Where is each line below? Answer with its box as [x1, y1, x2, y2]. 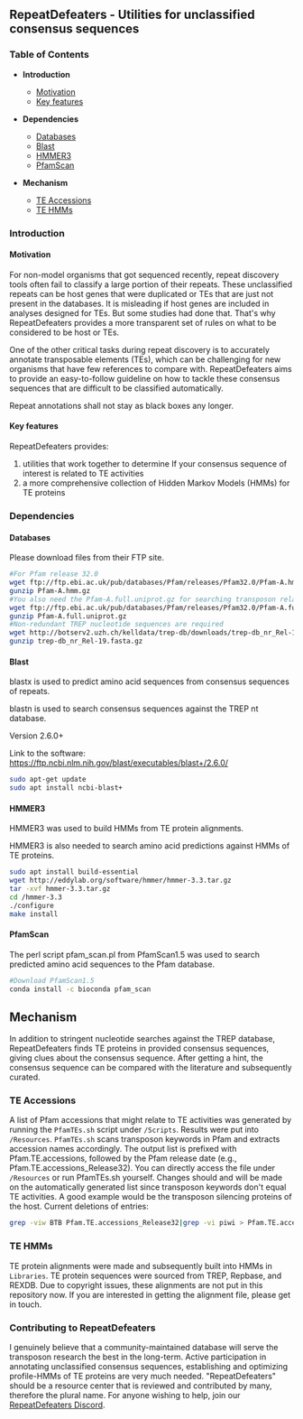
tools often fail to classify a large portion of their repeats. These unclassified [9, 279, 293, 290]
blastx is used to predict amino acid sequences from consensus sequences [9, 676, 290, 687]
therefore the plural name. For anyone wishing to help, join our [9, 1389, 241, 1400]
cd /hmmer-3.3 [9, 893, 63, 902]
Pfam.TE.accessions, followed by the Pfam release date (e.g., [9, 1153, 237, 1164]
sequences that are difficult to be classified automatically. [9, 383, 224, 394]
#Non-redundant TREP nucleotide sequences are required [9, 620, 224, 629]
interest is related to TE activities [22, 468, 144, 479]
